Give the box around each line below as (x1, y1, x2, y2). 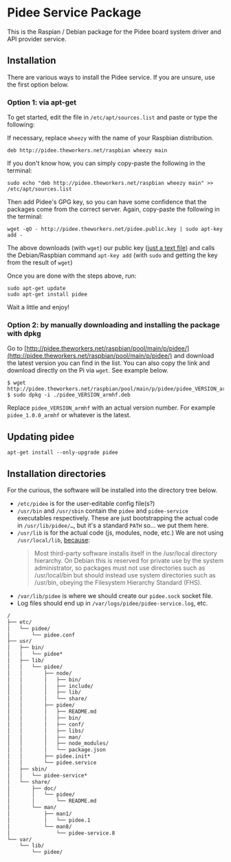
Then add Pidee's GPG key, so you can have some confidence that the (7, 198, 207, 206)
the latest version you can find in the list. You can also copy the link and (7, 359, 210, 367)
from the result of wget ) (7, 258, 74, 267)
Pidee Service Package (7, 5, 142, 21)
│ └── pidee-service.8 (7, 830, 115, 837)
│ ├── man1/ (7, 810, 72, 817)
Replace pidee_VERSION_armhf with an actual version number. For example (7, 404, 215, 412)
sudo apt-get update (7, 285, 67, 292)
